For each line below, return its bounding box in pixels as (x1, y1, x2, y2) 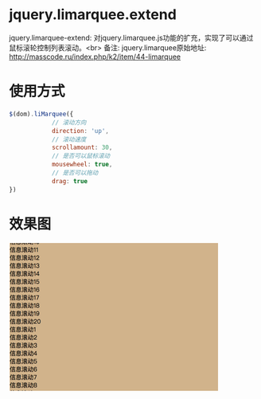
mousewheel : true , (51, 161, 113, 169)
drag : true (51, 177, 88, 185)
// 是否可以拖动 (51, 169, 99, 177)
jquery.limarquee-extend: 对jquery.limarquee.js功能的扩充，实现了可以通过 (9, 33, 254, 42)
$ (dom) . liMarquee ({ (9, 110, 74, 118)
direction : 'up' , (51, 127, 110, 135)
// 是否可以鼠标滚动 (51, 152, 111, 160)
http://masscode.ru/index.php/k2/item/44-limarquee (9, 52, 181, 61)
